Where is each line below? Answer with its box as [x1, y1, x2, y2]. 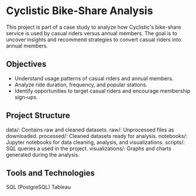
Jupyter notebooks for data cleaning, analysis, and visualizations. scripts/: [6, 138, 185, 146]
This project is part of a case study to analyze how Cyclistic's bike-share [6, 23, 181, 31]
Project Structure [6, 110, 70, 121]
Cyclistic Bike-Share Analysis [6, 4, 153, 18]
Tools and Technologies [6, 168, 95, 178]
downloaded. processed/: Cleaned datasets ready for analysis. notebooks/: [6, 132, 188, 139]
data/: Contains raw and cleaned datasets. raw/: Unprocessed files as [6, 126, 174, 133]
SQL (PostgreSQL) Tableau [6, 184, 71, 191]
